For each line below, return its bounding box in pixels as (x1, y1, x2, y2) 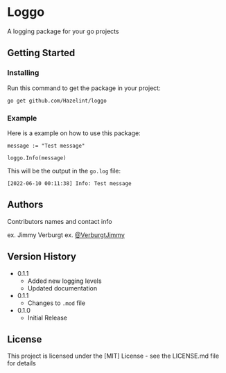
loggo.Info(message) (7, 154, 67, 162)
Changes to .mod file (27, 299, 85, 307)
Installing (7, 68, 40, 78)
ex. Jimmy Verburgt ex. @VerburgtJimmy (7, 230, 125, 239)
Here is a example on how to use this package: (7, 129, 141, 137)
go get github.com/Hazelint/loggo (7, 97, 107, 104)
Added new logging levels (27, 277, 102, 285)
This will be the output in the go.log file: (7, 166, 121, 175)
